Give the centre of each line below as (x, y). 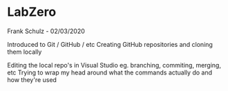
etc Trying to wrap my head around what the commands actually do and (110, 72)
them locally (25, 52)
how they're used (32, 79)
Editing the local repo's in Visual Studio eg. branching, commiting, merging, (114, 65)
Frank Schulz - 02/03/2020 (46, 31)
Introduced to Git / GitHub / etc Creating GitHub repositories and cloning (110, 44)
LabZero (32, 12)
